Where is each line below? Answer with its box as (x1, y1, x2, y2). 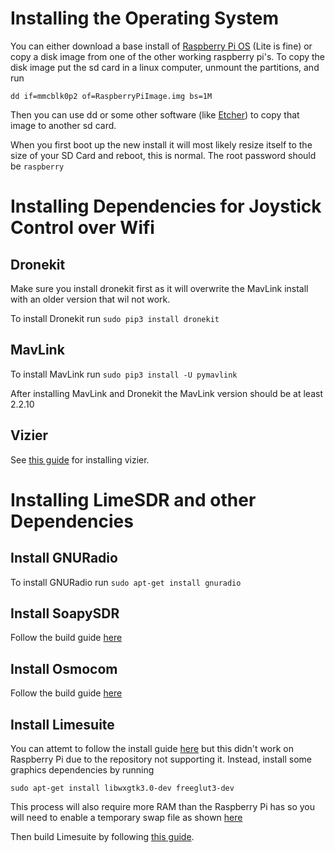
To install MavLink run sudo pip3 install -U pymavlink (10, 368, 238, 380)
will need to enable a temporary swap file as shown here (10, 812, 243, 823)
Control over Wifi (10, 217, 155, 239)
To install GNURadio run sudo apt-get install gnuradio (10, 576, 242, 588)
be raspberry (10, 160, 65, 172)
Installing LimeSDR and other (10, 488, 257, 511)
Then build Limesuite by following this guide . (10, 831, 195, 842)
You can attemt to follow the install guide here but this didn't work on (10, 743, 294, 754)
